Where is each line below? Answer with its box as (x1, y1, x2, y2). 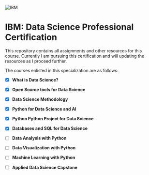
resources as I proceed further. (5, 58, 67, 64)
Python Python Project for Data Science (12, 116, 94, 122)
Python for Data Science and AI (12, 106, 76, 112)
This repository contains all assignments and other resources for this (5, 48, 142, 53)
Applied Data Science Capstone (12, 164, 77, 170)
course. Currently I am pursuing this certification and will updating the (5, 53, 145, 59)
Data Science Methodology (12, 96, 68, 102)
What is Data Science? (12, 77, 59, 82)
